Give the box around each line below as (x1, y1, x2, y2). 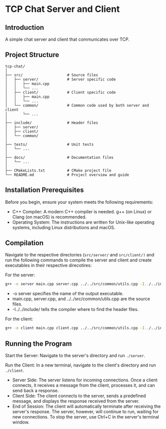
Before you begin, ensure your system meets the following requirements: (5, 199, 154, 205)
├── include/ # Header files (5, 120, 98, 125)
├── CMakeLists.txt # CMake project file (5, 168, 112, 173)
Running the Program (5, 339, 72, 348)
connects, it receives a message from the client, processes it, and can (12, 382, 155, 388)
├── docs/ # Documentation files (5, 155, 114, 160)
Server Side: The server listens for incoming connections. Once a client (12, 377, 158, 383)
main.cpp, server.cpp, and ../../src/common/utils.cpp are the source (12, 296, 150, 302)
